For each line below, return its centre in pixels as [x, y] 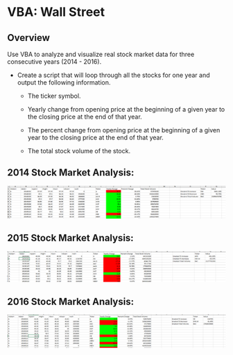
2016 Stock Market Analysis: [70, 301]
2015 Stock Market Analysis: [70, 238]
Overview [29, 38]
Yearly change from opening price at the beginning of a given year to [126, 109]
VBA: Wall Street [56, 12]
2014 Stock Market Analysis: [71, 173]
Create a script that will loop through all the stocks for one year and [113, 75]
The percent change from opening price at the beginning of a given [124, 130]
